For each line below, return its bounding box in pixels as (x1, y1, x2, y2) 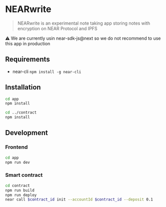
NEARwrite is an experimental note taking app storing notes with (17, 20, 150, 26)
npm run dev (5, 160, 30, 165)
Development (5, 129, 48, 137)
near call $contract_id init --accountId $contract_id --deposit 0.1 (5, 197, 153, 202)
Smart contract (5, 172, 43, 179)
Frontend (5, 144, 28, 151)
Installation (5, 83, 41, 91)
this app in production (5, 40, 50, 46)
